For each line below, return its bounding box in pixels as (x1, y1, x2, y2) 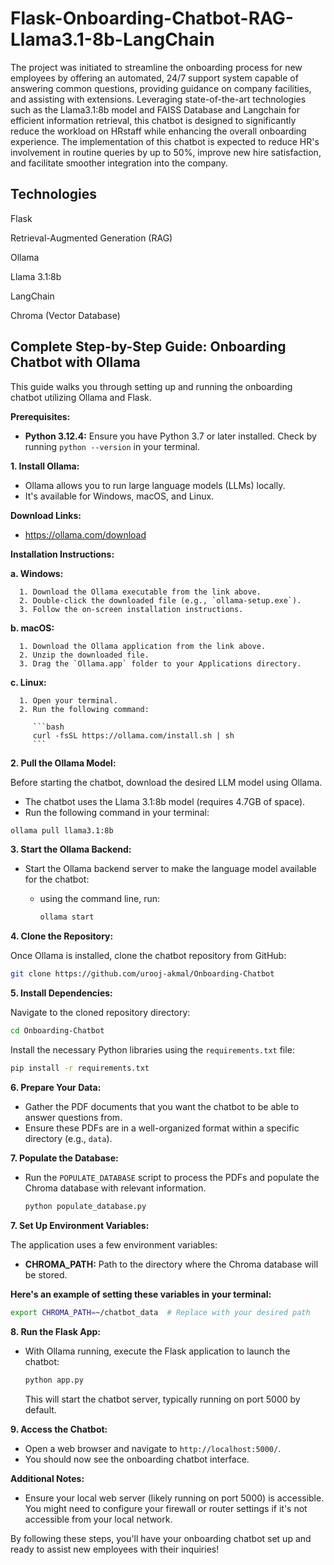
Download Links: (10, 509, 82, 521)
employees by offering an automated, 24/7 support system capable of (10, 72, 299, 84)
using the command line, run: (39, 893, 161, 905)
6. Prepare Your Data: (10, 1081, 102, 1093)
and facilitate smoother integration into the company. (10, 157, 228, 169)
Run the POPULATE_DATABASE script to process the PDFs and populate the (24, 1171, 320, 1183)
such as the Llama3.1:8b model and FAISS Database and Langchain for (10, 103, 301, 116)
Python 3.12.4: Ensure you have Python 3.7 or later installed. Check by (24, 430, 317, 442)
